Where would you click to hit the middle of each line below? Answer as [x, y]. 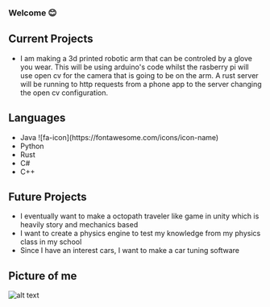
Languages [37, 118]
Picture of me [43, 276]
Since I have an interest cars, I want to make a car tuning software [130, 251]
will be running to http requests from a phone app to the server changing [141, 84]
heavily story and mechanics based [79, 225]
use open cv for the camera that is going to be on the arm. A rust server [139, 75]
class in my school [51, 242]
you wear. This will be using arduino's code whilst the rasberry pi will [134, 67]
